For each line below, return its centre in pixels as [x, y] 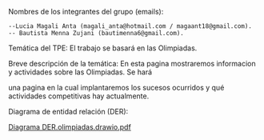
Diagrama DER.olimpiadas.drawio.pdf [70, 127]
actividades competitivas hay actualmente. [79, 96]
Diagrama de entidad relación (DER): [68, 112]
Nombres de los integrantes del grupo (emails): [86, 12]
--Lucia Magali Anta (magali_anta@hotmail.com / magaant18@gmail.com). [130, 26]
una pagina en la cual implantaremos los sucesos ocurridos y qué [116, 88]
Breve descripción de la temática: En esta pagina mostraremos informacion [132, 64]
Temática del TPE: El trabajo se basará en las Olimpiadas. [103, 48]
